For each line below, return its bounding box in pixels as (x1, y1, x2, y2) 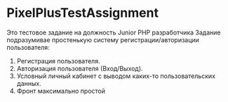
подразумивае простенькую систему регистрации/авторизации (6, 35, 199, 44)
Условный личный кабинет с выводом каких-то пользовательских (16, 72, 215, 80)
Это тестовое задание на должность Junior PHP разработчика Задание (6, 28, 221, 37)
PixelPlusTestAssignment (6, 5, 159, 21)
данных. (16, 79, 41, 87)
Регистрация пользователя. (16, 56, 100, 65)
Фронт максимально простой (16, 87, 106, 95)
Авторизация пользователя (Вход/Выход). (16, 64, 143, 72)
